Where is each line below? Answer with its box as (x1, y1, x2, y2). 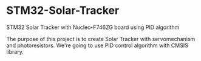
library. (6, 48, 24, 55)
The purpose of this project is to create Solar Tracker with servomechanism (6, 35, 196, 42)
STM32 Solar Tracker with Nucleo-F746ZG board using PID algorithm (6, 24, 180, 31)
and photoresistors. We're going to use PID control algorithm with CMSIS (6, 42, 188, 49)
